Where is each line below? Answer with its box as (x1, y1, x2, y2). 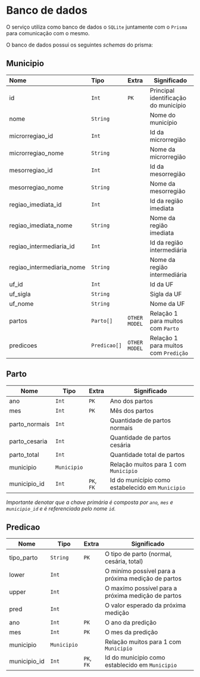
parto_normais (9, 420, 50, 428)
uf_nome (9, 299, 34, 308)
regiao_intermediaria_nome (9, 263, 86, 271)
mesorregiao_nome (9, 183, 64, 191)
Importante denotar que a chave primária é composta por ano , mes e (6, 499, 174, 506)
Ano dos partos (110, 397, 153, 405)
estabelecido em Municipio (110, 483, 186, 491)
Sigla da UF (149, 290, 182, 298)
